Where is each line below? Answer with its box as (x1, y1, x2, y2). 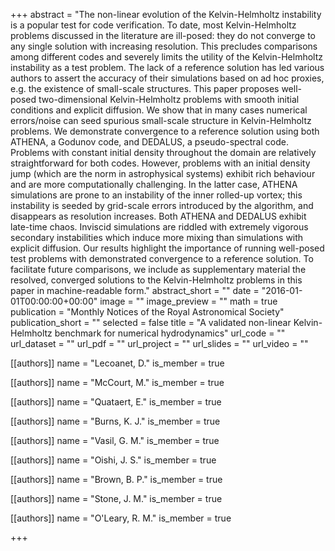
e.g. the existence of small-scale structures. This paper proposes (10, 83, 280, 94)
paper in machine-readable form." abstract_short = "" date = (10, 285, 260, 296)
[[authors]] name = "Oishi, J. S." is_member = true (10, 454, 217, 466)
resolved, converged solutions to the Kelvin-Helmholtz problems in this (10, 274, 303, 286)
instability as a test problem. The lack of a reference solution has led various (10, 62, 325, 73)
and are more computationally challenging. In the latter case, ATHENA (10, 179, 298, 190)
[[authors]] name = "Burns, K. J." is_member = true (10, 415, 221, 427)
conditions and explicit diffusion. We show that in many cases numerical (10, 104, 308, 116)
